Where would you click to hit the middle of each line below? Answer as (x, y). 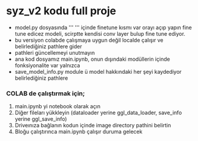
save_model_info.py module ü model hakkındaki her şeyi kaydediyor (98, 71)
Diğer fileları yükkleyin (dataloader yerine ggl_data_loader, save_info (98, 113)
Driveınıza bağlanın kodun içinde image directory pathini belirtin (93, 126)
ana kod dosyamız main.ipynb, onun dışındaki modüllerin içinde (92, 59)
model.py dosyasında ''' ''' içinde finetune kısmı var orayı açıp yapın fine (103, 27)
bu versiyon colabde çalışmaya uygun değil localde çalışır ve (89, 40)
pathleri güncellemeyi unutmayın (55, 52)
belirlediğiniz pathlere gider (48, 46)
